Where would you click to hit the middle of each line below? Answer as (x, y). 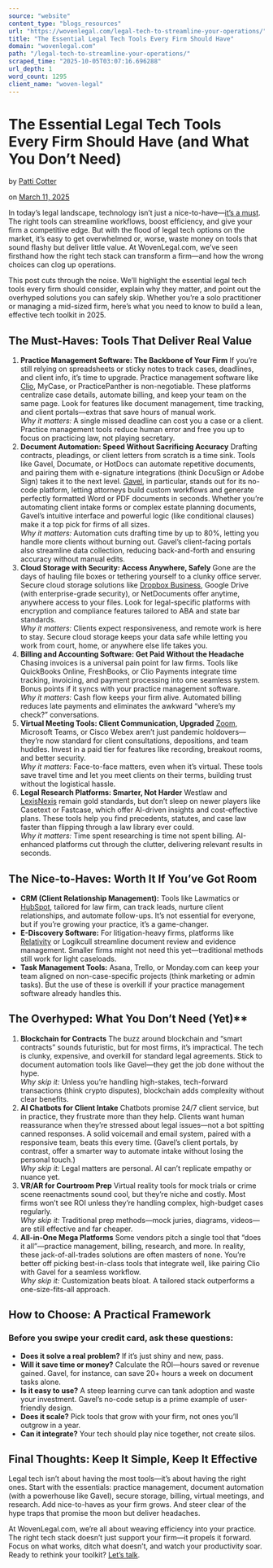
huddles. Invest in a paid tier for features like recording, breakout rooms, (141, 749)
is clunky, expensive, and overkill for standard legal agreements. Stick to (141, 1055)
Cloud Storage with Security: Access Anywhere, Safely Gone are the (138, 568)
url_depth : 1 (30, 69)
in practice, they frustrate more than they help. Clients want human (132, 1116)
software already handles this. (71, 994)
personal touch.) (48, 1160)
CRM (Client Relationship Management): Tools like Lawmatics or (130, 898)
